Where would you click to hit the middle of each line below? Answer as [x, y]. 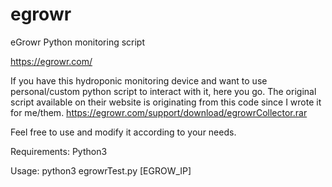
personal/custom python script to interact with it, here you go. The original [163, 91]
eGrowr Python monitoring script [78, 42]
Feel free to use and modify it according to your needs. [123, 132]
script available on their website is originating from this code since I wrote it [166, 102]
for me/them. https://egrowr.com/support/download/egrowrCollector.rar [159, 112]
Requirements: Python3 [59, 151]
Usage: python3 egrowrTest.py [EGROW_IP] [101, 170]
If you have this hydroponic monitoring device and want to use [139, 80]
